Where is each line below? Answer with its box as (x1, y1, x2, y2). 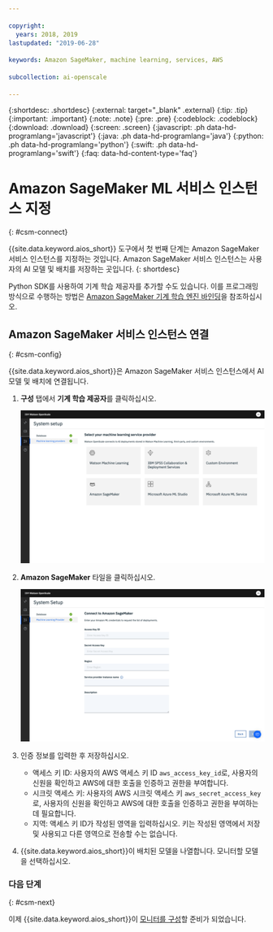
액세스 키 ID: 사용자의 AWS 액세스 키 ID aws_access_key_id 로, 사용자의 (32, 768, 258, 778)
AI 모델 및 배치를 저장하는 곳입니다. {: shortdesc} (23, 264, 180, 274)
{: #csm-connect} (8, 227, 68, 236)
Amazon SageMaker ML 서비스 (8, 179, 215, 197)
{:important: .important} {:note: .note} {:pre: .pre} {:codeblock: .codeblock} (8, 114, 258, 124)
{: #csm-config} (8, 349, 63, 359)
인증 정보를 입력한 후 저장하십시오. (19, 750, 129, 760)
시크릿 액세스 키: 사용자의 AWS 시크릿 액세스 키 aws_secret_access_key (32, 788, 262, 798)
